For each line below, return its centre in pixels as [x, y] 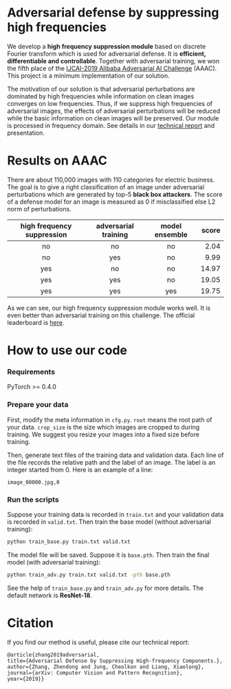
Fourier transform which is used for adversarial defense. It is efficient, [107, 54]
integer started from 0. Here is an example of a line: [80, 469]
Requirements [31, 372]
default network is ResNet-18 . [50, 595]
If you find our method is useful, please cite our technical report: [98, 642]
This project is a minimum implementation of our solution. [88, 75]
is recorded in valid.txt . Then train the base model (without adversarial [109, 522]
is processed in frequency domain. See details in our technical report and [111, 125]
